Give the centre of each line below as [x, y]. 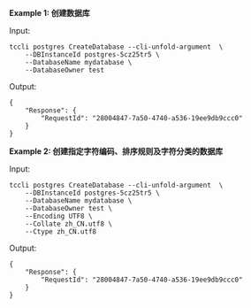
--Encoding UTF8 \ [59, 216]
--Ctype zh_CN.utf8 [61, 232]
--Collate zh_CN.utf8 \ [69, 224]
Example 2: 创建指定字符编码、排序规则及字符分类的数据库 [116, 151]
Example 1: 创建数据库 [49, 13]
